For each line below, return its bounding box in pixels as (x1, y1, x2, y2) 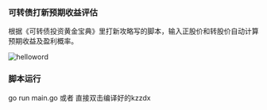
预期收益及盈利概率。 (8, 36, 78, 46)
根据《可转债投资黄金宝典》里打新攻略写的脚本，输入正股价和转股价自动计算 (8, 26, 259, 36)
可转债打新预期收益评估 (8, 6, 98, 17)
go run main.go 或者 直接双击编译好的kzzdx (8, 93, 151, 102)
